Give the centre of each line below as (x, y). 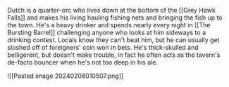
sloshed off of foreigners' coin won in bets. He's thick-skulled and (103, 47)
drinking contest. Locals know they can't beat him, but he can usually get (113, 40)
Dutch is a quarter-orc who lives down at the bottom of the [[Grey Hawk (112, 10)
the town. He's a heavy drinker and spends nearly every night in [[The (109, 25)
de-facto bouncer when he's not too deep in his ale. (83, 62)
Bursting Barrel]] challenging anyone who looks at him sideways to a (107, 32)
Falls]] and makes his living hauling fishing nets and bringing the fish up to (115, 18)
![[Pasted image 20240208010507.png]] (66, 76)
